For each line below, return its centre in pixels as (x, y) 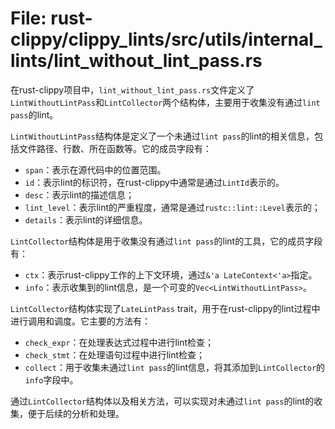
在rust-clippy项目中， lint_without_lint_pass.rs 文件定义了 (132, 89)
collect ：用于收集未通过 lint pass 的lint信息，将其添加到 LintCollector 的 (175, 367)
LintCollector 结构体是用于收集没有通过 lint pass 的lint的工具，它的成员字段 (166, 241)
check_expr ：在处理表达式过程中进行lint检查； (119, 342)
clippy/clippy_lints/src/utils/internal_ (166, 39)
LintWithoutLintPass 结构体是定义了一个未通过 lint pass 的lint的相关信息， (162, 136)
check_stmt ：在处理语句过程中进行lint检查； (115, 354)
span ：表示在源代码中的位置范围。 (95, 169)
